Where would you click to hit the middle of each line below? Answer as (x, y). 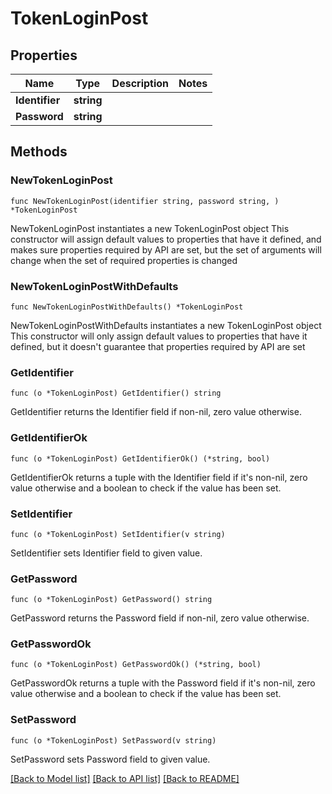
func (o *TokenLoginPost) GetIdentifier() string (116, 393)
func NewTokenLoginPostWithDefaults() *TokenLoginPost (127, 307)
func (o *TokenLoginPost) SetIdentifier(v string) (118, 534)
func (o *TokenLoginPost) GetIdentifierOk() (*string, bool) (140, 458)
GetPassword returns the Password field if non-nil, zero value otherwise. (160, 618)
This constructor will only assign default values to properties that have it (159, 336)
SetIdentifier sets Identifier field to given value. (106, 553)
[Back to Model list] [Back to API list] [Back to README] (125, 778)
